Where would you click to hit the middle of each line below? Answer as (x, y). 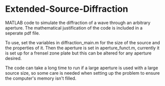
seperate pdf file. (23, 33)
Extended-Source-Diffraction (67, 9)
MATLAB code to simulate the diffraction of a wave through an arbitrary (78, 23)
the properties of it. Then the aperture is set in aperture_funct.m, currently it (82, 48)
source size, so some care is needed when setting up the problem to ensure (82, 73)
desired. (14, 58)
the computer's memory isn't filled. (41, 78)
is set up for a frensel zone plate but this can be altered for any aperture (78, 53)
